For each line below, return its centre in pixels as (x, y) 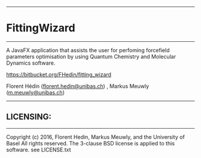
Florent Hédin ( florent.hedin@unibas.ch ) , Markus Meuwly (78, 86)
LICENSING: (29, 117)
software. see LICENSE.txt (39, 150)
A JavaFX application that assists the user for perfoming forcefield (88, 50)
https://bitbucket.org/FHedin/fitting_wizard (59, 74)
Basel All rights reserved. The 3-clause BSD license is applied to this (91, 143)
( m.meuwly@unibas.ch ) (35, 92)
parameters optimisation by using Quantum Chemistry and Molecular (91, 56)
